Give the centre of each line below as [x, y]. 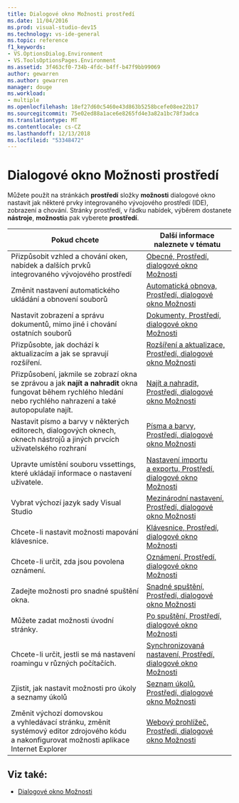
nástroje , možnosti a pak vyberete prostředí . [73, 218]
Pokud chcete [75, 240]
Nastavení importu [177, 460]
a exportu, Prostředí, [180, 469]
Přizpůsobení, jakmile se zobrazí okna [74, 374]
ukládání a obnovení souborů [59, 299]
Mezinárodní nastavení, [185, 498]
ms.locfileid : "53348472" [46, 140]
